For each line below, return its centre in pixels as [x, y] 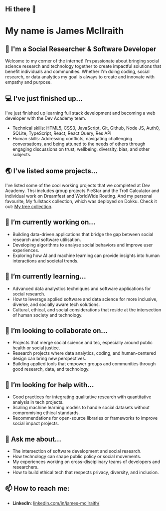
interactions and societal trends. [45, 260]
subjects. [22, 155]
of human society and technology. [48, 315]
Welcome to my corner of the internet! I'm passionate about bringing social [82, 61]
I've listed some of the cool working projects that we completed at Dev [78, 186]
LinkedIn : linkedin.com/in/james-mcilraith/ [56, 503]
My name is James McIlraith [65, 31]
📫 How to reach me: [37, 489]
